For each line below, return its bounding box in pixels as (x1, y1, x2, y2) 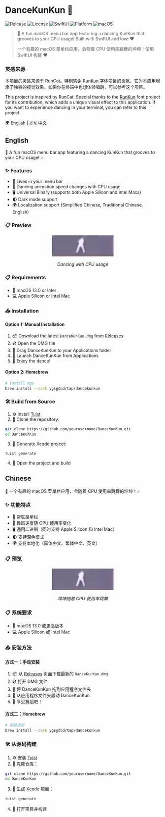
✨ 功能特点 (5, 502, 31, 509)
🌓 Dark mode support (12, 197, 58, 203)
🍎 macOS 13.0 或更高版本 (12, 623, 64, 629)
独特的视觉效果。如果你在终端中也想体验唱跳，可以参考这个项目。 (13, 84, 148, 90)
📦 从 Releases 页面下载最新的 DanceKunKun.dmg (12, 671, 108, 677)
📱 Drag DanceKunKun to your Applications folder (12, 347, 112, 353)
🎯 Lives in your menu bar (12, 178, 63, 185)
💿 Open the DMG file (12, 340, 56, 346)
